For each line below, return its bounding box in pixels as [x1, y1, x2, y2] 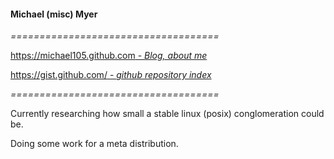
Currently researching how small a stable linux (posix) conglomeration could [10, 108, 325, 120]
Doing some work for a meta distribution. [10, 138, 179, 150]
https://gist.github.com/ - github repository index [10, 69, 212, 81]
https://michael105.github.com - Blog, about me [10, 50, 208, 62]
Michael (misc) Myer [10, 8, 98, 20]
